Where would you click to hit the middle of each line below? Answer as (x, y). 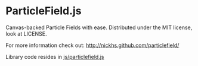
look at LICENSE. (26, 33)
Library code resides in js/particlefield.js (55, 56)
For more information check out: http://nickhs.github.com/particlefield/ (92, 45)
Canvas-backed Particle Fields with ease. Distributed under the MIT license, (99, 27)
